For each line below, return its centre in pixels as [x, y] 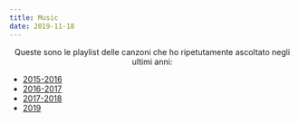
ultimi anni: [152, 61]
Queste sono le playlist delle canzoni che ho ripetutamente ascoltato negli [152, 52]
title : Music [34, 18]
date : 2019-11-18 [42, 26]
